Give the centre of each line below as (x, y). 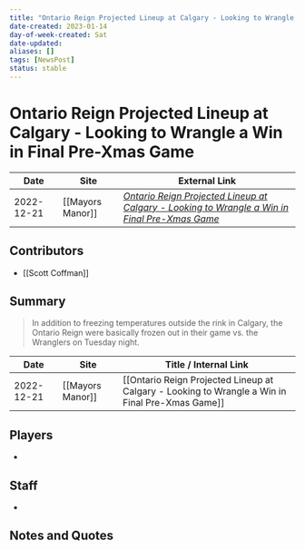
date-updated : (36, 43)
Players (31, 435)
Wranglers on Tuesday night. (85, 342)
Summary (38, 302)
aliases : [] (32, 52)
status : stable (38, 69)
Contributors (47, 251)
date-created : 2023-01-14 (58, 26)
